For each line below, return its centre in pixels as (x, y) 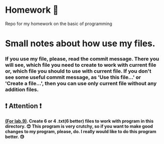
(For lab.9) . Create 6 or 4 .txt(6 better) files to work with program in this (79, 121)
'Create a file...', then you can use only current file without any (81, 84)
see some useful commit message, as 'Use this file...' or (73, 77)
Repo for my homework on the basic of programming (59, 24)
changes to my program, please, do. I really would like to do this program (81, 132)
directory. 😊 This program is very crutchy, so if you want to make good (79, 126)
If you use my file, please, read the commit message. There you (82, 59)
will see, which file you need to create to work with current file (81, 65)
